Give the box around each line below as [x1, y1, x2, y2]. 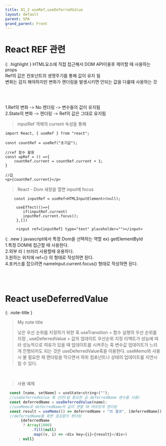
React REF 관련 [5, 44, 66, 55]
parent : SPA [5, 16, 30, 21]
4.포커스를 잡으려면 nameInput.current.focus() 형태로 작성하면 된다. [5, 261, 138, 267]
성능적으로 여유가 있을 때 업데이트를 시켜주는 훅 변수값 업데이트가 [22, 342, 149, 348]
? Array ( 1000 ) [23, 423, 52, 428]
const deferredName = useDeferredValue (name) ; [9, 399, 108, 404]
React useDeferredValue [5, 293, 109, 305]
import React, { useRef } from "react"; [5, 131, 90, 136]
